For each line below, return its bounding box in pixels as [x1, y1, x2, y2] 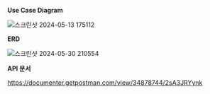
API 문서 [7, 64, 31, 73]
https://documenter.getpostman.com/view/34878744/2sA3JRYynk [7, 78, 203, 87]
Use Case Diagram [7, 6, 64, 14]
